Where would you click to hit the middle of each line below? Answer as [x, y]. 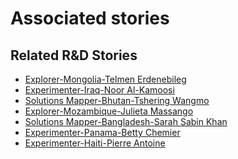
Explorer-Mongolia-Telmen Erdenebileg [105, 79]
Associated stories [90, 18]
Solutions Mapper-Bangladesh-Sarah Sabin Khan [126, 121]
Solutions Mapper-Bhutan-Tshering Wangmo [117, 100]
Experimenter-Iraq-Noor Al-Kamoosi [99, 90]
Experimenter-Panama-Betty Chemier [102, 132]
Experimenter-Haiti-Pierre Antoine [95, 143]
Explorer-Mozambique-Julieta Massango [109, 111]
